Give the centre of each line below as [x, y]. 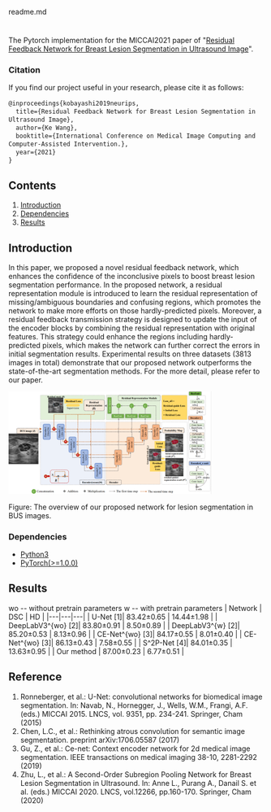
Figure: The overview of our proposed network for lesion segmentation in [131, 507]
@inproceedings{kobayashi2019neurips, [74, 104]
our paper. [26, 380]
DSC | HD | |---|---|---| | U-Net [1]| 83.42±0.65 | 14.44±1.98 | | [113, 617]
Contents [32, 185]
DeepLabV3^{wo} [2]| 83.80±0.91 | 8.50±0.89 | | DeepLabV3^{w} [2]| [125, 625]
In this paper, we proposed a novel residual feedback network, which [124, 268]
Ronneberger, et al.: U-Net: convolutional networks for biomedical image [141, 696]
